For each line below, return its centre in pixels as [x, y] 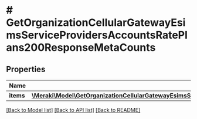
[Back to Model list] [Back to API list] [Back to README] [73, 110]
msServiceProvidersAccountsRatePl [97, 35]
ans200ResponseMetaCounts [81, 48]
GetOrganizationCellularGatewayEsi [96, 23]
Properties [26, 69]
